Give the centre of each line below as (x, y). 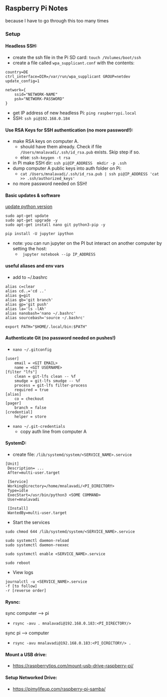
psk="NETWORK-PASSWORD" (40, 99)
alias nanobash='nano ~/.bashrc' (41, 313)
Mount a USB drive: (26, 654)
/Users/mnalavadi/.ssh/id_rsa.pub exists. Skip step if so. (80, 152)
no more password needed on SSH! (50, 184)
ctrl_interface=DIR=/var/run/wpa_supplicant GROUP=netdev (68, 76)
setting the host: (30, 249)
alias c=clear (20, 287)
